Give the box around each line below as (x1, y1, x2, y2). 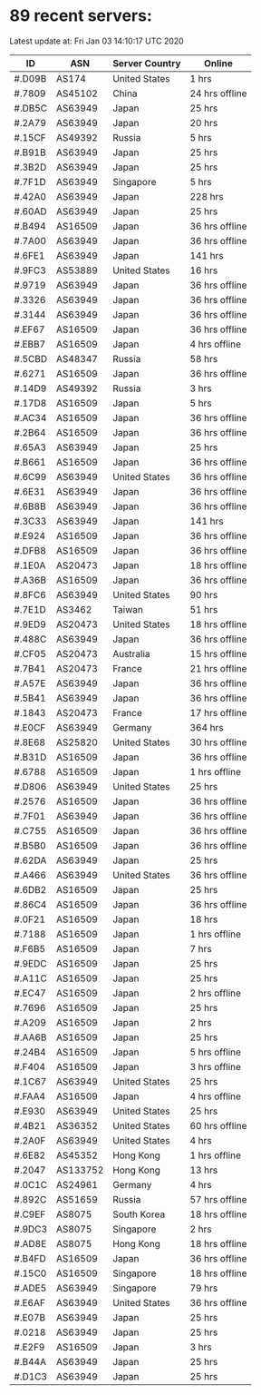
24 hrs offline (189, 87, 247, 100)
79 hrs (189, 1282, 218, 1294)
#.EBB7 (14, 338, 46, 350)
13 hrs (189, 1164, 218, 1176)
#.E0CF (14, 721, 46, 733)
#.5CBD (14, 352, 48, 365)
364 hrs (189, 721, 224, 733)
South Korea (112, 1208, 166, 1221)
